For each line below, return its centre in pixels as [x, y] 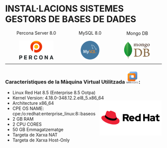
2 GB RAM [23, 119]
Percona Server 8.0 [36, 33]
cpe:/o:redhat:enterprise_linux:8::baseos [54, 114]
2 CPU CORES [27, 124]
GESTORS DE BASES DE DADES [71, 19]
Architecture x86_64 [33, 103]
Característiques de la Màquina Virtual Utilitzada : [73, 81]
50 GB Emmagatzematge [38, 130]
